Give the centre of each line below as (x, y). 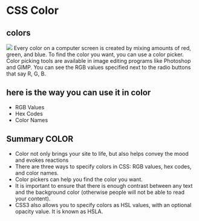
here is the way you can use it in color (79, 93)
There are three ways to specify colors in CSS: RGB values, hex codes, (103, 166)
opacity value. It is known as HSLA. (59, 211)
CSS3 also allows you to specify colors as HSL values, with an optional (103, 205)
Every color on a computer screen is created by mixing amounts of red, (103, 48)
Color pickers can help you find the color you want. (79, 179)
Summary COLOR (40, 139)
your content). (33, 198)
